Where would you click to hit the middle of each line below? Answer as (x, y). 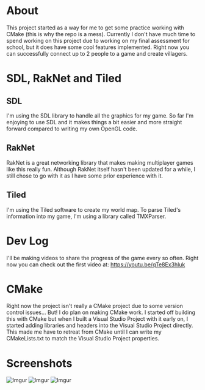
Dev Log (27, 241)
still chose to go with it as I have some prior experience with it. (85, 176)
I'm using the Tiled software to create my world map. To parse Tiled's (94, 209)
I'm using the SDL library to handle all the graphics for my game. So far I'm (100, 115)
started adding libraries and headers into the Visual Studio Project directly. (100, 326)
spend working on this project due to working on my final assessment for (98, 40)
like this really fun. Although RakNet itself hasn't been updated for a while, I (101, 169)
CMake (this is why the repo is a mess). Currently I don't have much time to (101, 34)
